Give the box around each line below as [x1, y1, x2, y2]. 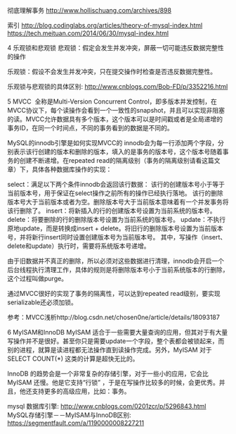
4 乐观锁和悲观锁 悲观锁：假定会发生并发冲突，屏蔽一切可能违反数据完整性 [7, 44, 224, 51]
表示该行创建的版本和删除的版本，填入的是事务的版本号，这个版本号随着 [13, 147, 223, 156]
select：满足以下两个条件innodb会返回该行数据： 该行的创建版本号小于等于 [7, 180, 225, 188]
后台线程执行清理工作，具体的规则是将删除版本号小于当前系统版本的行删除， [7, 266, 229, 273]
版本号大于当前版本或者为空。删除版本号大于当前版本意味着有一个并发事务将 [7, 198, 229, 206]
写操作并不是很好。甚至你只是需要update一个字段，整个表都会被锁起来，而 [7, 337, 225, 345]
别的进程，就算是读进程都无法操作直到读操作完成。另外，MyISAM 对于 [7, 346, 212, 354]
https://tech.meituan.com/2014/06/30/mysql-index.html [7, 29, 169, 37]
